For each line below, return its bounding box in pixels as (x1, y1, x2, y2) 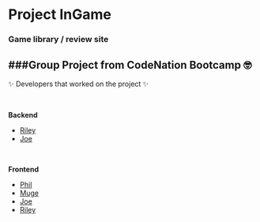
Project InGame (8, 6, 112, 24)
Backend (8, 110, 38, 119)
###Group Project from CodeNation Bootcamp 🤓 (8, 58, 252, 72)
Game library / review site (8, 34, 109, 45)
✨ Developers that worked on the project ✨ (8, 79, 149, 88)
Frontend (8, 164, 40, 174)
